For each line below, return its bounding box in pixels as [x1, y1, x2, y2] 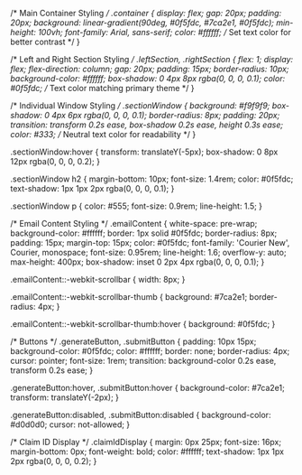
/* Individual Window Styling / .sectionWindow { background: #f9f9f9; [10, 100, 270, 111]
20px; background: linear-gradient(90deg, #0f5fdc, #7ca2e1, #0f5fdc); [10, 17, 274, 28]
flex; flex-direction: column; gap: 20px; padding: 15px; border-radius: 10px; [10, 63, 289, 74]
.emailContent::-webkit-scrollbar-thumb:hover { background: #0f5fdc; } [10, 319, 276, 329]
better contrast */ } [10, 36, 80, 47]
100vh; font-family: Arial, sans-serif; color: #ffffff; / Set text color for [38, 27, 291, 37]
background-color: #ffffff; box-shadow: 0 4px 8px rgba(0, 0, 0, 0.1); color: [10, 73, 286, 84]
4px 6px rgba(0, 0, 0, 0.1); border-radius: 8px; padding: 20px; [51, 110, 280, 120]
